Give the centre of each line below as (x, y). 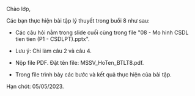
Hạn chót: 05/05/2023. (35, 86)
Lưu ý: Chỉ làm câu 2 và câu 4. (53, 51)
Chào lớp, (19, 9)
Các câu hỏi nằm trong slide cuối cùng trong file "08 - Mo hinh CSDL (102, 32)
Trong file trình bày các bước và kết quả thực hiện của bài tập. (94, 75)
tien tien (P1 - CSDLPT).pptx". (52, 39)
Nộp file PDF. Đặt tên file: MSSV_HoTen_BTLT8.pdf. (79, 63)
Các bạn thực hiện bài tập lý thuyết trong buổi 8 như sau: (78, 20)
